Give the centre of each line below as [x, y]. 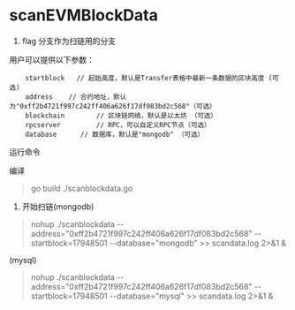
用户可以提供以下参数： [52, 59]
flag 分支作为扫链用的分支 [69, 41]
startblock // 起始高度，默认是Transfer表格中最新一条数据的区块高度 [145, 78]
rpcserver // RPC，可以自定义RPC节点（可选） [118, 125]
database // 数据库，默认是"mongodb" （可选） [115, 134]
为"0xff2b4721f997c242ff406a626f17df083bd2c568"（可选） [113, 106]
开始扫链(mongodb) [58, 206]
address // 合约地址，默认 [76, 97]
